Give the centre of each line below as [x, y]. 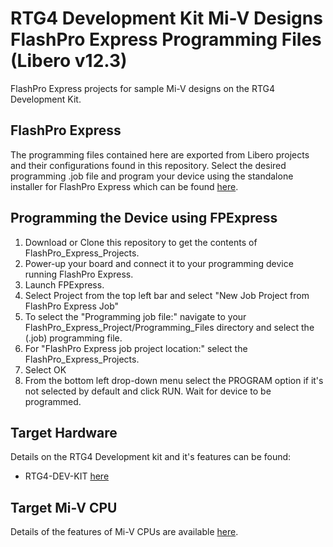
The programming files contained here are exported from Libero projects [160, 154]
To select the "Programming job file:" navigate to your [135, 316]
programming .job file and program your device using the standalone [152, 176]
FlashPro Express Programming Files [166, 39]
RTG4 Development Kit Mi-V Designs [166, 18]
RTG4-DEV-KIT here [67, 476]
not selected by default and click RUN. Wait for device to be [148, 391]
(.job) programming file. [73, 338]
